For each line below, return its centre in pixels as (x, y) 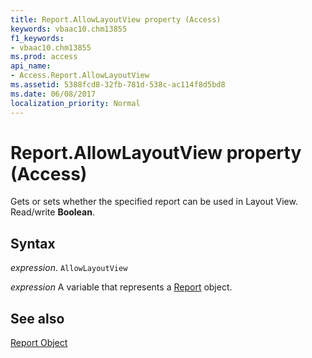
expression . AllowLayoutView (69, 268)
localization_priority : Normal (75, 103)
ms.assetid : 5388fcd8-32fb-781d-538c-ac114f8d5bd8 (118, 85)
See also (37, 318)
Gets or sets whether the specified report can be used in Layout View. (154, 202)
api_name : (31, 66)
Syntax (33, 243)
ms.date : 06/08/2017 (53, 94)
